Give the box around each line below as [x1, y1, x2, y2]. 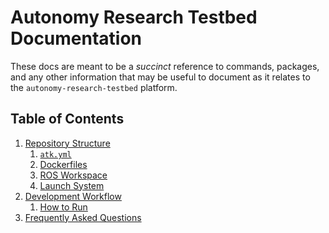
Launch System [39, 179, 105, 191]
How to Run [39, 201, 88, 213]
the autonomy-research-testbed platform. [10, 81, 178, 93]
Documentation [10, 27, 143, 50]
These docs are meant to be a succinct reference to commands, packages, [10, 60, 320, 72]
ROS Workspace [39, 169, 108, 181]
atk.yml [39, 149, 72, 160]
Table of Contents [10, 111, 125, 128]
